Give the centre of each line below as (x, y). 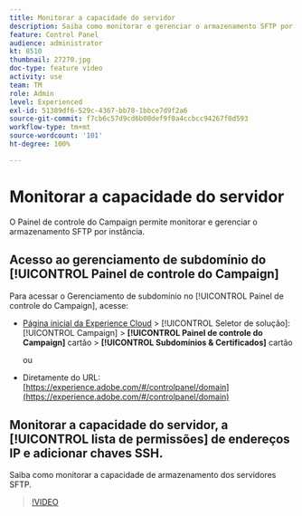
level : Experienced (46, 102)
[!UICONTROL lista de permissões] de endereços (150, 439)
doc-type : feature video (56, 69)
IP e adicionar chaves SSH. (86, 453)
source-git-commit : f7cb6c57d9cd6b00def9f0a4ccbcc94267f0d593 (129, 119)
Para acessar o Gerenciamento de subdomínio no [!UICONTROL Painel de (147, 296)
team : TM (26, 85)
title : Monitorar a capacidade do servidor (93, 18)
